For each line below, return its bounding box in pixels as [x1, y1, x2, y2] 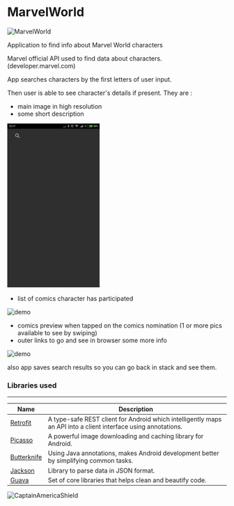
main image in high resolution [17, 102, 102, 110]
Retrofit [10, 419, 32, 427]
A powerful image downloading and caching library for [47, 432, 204, 440]
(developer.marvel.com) [7, 61, 76, 70]
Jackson [10, 466, 35, 475]
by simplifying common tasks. [47, 457, 134, 465]
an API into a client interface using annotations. [47, 422, 183, 431]
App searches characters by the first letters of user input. [7, 75, 172, 84]
